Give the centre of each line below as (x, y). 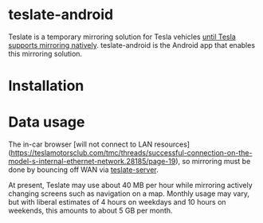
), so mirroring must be (213, 162)
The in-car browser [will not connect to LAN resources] (99, 144)
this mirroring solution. (45, 53)
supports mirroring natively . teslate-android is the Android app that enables (132, 45)
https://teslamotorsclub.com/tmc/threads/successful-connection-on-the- (131, 153)
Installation (46, 86)
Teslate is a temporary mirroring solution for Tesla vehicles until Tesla (122, 37)
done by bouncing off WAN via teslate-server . (84, 170)
